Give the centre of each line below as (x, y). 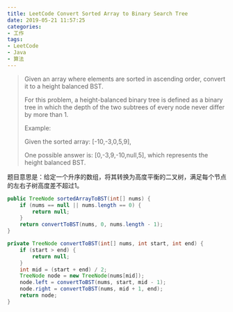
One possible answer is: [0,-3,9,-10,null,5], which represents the (116, 155)
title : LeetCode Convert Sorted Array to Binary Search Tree (98, 14)
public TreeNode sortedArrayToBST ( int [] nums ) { (79, 198)
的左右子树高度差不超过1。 (45, 185)
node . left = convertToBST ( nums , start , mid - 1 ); (93, 283)
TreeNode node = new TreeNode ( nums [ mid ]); (82, 276)
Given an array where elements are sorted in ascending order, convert (125, 79)
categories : (24, 26)
